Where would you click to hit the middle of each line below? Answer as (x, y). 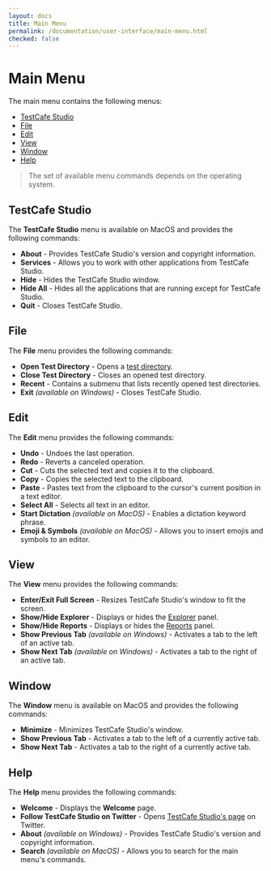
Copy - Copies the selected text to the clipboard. (102, 479)
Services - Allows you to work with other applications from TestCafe (134, 262)
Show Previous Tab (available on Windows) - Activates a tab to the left (139, 635)
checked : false (34, 39)
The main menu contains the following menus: (85, 101)
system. (41, 184)
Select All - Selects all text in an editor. (85, 505)
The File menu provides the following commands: (91, 351)
